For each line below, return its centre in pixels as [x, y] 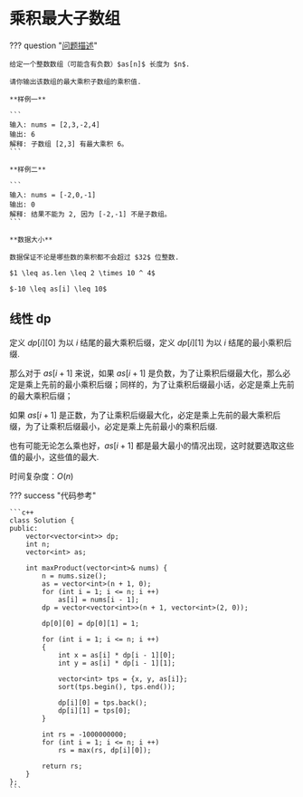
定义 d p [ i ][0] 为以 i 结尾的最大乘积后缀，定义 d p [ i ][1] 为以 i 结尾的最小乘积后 [151, 342]
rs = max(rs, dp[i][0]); [104, 750]
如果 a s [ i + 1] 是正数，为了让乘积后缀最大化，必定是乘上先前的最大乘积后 [145, 415]
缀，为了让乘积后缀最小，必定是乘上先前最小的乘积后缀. [114, 426]
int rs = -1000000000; [85, 735]
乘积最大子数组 [65, 19]
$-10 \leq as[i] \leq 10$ [58, 289]
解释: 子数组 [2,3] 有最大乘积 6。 [69, 144]
